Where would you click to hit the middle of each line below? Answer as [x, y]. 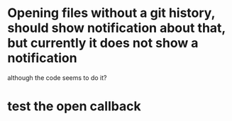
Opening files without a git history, [111, 13]
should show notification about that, [116, 28]
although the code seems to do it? [57, 77]
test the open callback [74, 106]
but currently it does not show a [103, 43]
